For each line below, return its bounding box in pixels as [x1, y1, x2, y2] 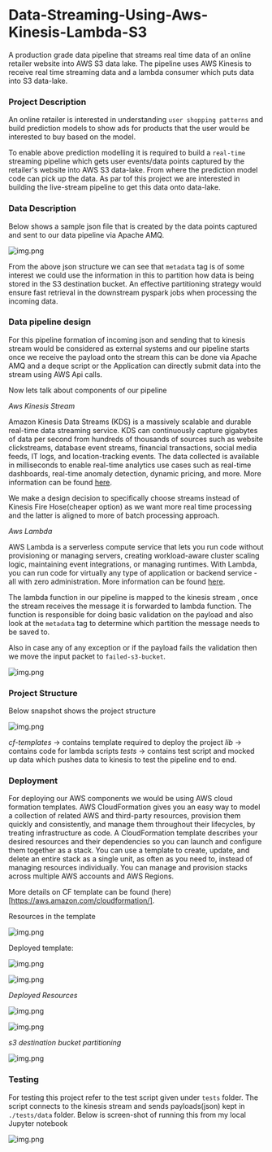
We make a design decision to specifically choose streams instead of [8, 493, 240, 502]
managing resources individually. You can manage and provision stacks [8, 863, 248, 873]
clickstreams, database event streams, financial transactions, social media [8, 442, 257, 453]
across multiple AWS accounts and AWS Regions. [8, 871, 175, 881]
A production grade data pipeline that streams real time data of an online [8, 50, 252, 59]
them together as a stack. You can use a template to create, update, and [8, 845, 250, 856]
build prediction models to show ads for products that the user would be [8, 124, 250, 134]
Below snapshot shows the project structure [8, 706, 157, 716]
